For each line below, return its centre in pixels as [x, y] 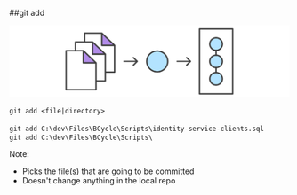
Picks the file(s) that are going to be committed [108, 171]
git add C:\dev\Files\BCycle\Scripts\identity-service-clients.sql [137, 129]
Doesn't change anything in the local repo [99, 181]
